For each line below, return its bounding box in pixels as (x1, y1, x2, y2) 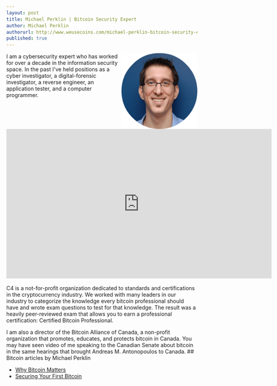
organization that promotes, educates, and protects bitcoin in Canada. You (6, 335, 192, 342)
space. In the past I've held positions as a (6, 66, 110, 73)
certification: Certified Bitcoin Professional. (6, 317, 114, 324)
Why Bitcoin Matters (15, 366, 66, 373)
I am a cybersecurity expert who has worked (6, 53, 118, 60)
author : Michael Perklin (6, 22, 69, 29)
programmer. (6, 92, 39, 99)
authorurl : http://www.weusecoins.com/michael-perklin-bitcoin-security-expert (6, 29, 213, 35)
